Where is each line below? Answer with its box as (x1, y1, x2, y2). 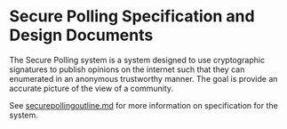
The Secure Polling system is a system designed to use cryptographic (9, 54, 265, 65)
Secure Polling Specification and (9, 6, 255, 27)
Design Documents (9, 25, 154, 45)
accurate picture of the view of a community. (9, 83, 174, 93)
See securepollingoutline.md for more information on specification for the (9, 100, 278, 110)
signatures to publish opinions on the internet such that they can (9, 64, 245, 75)
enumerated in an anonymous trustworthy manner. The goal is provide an (9, 73, 278, 84)
